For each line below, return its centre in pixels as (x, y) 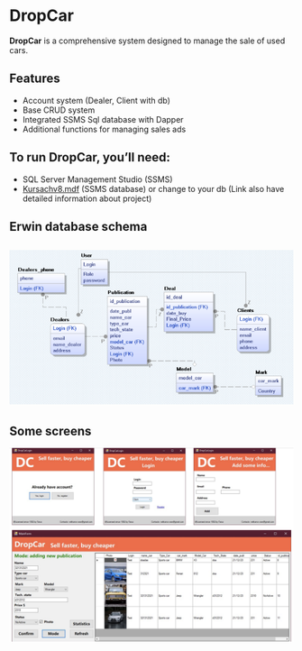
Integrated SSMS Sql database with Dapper (103, 119)
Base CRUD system (59, 110)
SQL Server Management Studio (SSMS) (97, 179)
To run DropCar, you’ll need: (90, 157)
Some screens (50, 431)
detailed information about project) (87, 198)
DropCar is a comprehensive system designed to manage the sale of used (147, 41)
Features (35, 79)
